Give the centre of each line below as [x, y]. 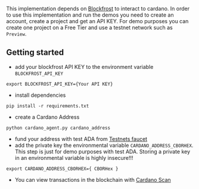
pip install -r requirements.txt [48, 106]
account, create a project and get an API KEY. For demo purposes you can [97, 21]
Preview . [16, 34]
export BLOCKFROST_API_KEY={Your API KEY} [60, 84]
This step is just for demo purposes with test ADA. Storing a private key [102, 152]
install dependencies [40, 95]
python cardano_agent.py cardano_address [58, 128]
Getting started [35, 53]
